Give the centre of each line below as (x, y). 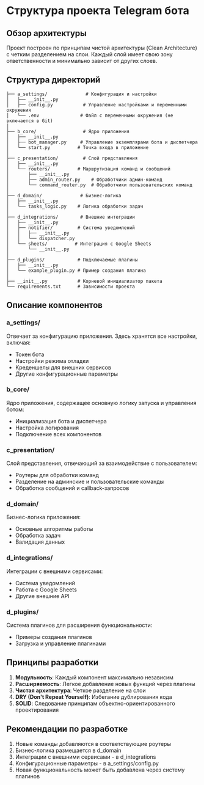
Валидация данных (40, 542)
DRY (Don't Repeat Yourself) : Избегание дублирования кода (93, 696)
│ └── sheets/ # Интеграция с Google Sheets (79, 244)
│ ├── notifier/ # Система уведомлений (71, 228)
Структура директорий (53, 80)
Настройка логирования (47, 428)
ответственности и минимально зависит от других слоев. (82, 61)
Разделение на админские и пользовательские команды (89, 482)
